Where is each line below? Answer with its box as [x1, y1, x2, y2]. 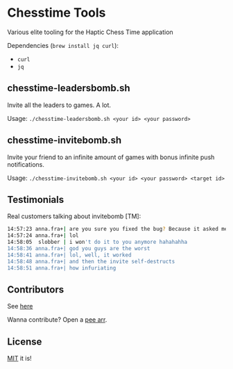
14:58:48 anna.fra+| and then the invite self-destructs [7, 258, 175, 265]
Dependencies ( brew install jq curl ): [7, 41, 119, 49]
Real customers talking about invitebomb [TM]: [7, 212, 141, 220]
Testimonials [7, 193, 64, 206]
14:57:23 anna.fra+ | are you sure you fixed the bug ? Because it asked [7, 226, 218, 233]
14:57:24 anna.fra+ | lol [7, 232, 79, 239]
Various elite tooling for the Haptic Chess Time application [7, 28, 173, 36]
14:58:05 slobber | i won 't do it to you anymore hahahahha [7, 238, 188, 246]
